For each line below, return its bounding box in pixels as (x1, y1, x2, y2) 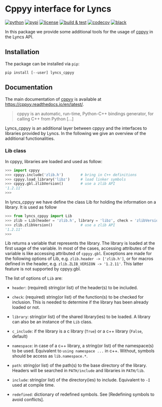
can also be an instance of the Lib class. (12, 319, 93, 325)
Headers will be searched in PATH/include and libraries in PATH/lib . (12, 368, 145, 374)
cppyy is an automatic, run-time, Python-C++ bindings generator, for (16, 110, 154, 117)
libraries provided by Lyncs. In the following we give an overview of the (5, 130, 146, 136)
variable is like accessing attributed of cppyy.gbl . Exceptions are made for (5, 251, 152, 256)
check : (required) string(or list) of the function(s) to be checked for (12, 294, 144, 300)
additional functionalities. (5, 136, 55, 141)
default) (12, 333, 28, 339)
